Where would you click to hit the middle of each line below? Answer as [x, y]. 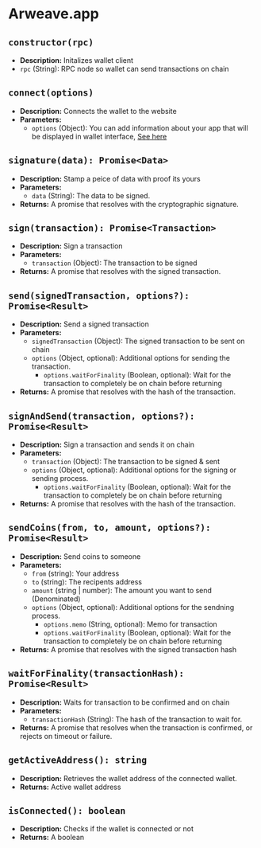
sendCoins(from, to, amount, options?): [110, 528]
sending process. [60, 479]
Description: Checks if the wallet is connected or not [107, 829]
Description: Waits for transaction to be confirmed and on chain [125, 702]
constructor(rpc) [51, 42]
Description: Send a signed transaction [84, 324]
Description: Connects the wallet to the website [98, 111]
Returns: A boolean [52, 838]
